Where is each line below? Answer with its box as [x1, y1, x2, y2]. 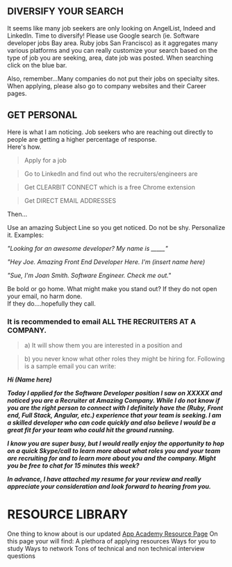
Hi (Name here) [7, 375, 52, 384]
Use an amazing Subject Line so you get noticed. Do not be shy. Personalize [7, 223, 226, 231]
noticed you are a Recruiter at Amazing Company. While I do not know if [7, 396, 220, 404]
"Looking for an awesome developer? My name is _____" [7, 244, 168, 252]
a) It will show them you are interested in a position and [24, 340, 183, 350]
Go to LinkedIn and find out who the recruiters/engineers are [24, 170, 198, 178]
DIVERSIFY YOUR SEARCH [7, 6, 124, 17]
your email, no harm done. [7, 292, 83, 300]
